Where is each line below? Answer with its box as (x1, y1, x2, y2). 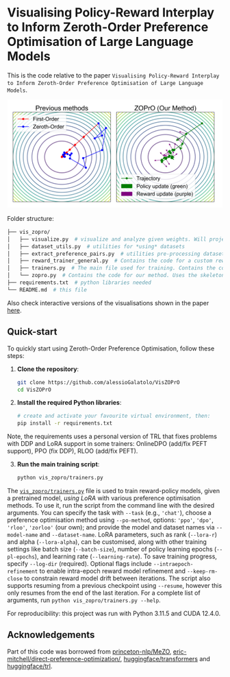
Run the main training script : (16, 460, 100, 468)
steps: (7, 351, 25, 359)
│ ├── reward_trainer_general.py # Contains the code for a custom (7, 257, 213, 265)
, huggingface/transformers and (120, 654, 211, 663)
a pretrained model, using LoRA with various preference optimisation (7, 494, 201, 502)
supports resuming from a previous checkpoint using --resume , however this (7, 582, 222, 589)
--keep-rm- (187, 568, 218, 575)
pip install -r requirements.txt (16, 420, 113, 427)
